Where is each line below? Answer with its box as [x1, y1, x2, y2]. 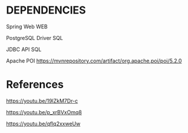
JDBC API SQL [6, 45, 42, 53]
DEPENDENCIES [6, 4, 87, 17]
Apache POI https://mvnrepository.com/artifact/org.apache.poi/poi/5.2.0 [6, 57, 182, 64]
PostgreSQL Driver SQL [6, 34, 63, 41]
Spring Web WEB [6, 23, 48, 30]
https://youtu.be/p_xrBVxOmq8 [6, 108, 83, 115]
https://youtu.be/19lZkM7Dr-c [6, 97, 78, 104]
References [6, 78, 64, 91]
